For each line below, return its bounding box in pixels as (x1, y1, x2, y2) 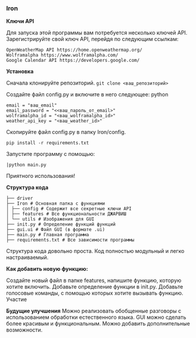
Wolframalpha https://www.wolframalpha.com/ (6, 52, 119, 58)
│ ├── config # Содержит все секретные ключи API (6, 206, 132, 212)
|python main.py (6, 162, 46, 168)
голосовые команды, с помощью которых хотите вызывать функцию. (6, 290, 183, 297)
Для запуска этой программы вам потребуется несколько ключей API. (6, 29, 188, 36)
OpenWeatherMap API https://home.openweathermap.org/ (6, 47, 143, 53)
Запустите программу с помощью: (6, 151, 95, 158)
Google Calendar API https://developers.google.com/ (6, 58, 140, 64)
